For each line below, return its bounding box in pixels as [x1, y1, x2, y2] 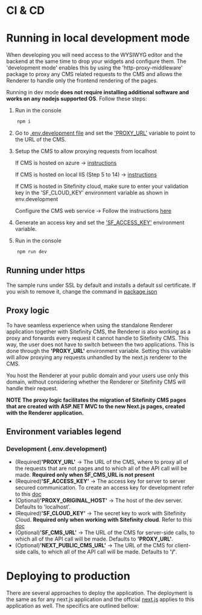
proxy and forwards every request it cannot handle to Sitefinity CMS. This [6, 334, 189, 341]
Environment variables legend [6, 427, 122, 437]
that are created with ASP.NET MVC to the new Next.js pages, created [6, 402, 185, 410]
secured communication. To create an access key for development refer [14, 484, 195, 491]
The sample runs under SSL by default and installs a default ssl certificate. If [6, 282, 196, 289]
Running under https [6, 265, 86, 275]
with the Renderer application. [6, 409, 84, 416]
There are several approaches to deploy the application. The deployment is [6, 590, 193, 597]
